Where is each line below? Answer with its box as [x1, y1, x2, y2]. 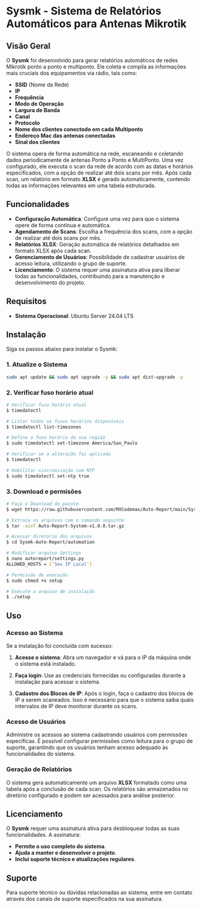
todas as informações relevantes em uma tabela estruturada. [6, 182, 156, 189]
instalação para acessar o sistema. [14, 678, 100, 685]
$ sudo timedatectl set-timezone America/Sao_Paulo [6, 440, 138, 446]
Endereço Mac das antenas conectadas [14, 132, 115, 139]
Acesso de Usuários [6, 717, 66, 726]
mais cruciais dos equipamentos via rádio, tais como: [6, 70, 138, 76]
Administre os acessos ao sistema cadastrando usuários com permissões [6, 731, 188, 738]
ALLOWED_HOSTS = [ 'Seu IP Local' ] [6, 561, 93, 567]
